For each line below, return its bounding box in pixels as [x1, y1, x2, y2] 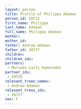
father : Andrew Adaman [5, 43, 51, 48]
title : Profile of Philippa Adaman [5, 12, 77, 16]
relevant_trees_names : [5, 79, 51, 83]
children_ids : [5, 56, 34, 61]
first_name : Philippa [5, 20, 49, 26]
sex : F [5, 97, 18, 102]
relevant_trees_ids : [5, 88, 47, 93]
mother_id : [5, 39, 27, 43]
